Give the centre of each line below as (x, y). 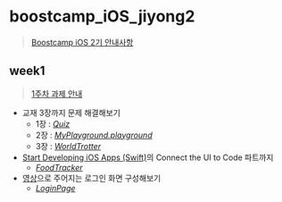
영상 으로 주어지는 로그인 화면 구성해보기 (91, 178)
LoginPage (55, 188)
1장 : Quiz (53, 123)
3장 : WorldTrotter (68, 146)
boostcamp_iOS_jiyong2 (102, 17)
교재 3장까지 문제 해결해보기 (71, 113)
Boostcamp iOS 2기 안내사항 (82, 42)
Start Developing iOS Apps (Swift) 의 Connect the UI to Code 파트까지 (148, 157)
